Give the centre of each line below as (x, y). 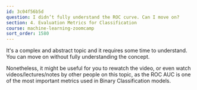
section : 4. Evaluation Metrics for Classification (71, 22)
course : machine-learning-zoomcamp (50, 28)
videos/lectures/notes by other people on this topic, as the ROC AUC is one (98, 75)
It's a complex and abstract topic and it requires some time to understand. (97, 50)
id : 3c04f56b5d (25, 12)
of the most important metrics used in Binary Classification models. (89, 81)
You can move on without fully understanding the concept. (78, 57)
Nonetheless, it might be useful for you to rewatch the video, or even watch (99, 68)
